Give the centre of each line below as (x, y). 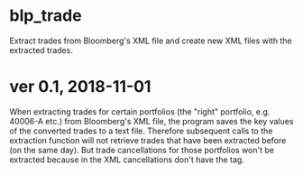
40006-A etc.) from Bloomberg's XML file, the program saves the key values (151, 121)
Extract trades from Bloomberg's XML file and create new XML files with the (151, 41)
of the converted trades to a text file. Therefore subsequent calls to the (141, 131)
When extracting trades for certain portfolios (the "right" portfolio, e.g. (140, 111)
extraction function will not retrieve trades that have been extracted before (148, 140)
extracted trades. (41, 50)
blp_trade (46, 16)
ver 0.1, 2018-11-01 (80, 87)
